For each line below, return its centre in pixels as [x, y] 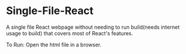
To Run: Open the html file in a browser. [54, 45]
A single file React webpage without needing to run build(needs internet [93, 27]
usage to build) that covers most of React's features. [70, 33]
